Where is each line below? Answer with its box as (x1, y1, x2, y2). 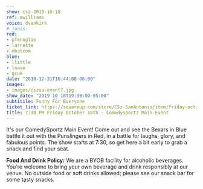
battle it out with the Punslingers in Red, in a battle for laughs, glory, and (6, 132, 185, 140)
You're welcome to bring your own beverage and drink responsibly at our (6, 163, 188, 170)
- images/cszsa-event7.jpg (6, 87, 74, 93)
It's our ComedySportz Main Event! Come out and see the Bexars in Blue (6, 126, 187, 133)
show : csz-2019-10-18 (6, 8, 61, 15)
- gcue (6, 70, 23, 76)
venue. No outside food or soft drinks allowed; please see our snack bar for (6, 170, 195, 177)
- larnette (6, 43, 34, 49)
